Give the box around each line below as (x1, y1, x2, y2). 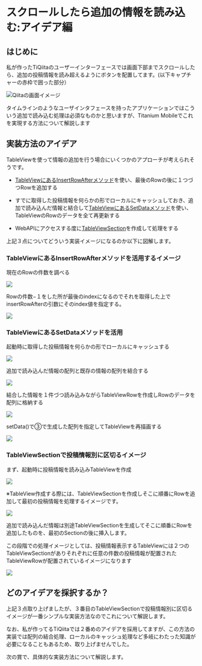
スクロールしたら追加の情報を (6, 5, 155, 19)
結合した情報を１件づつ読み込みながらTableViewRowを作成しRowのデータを (6, 392, 195, 399)
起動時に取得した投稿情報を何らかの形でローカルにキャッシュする (6, 343, 170, 350)
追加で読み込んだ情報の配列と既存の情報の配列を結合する (6, 367, 148, 375)
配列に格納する (6, 399, 43, 406)
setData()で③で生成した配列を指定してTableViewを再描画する (6, 423, 162, 430)
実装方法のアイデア (6, 139, 77, 149)
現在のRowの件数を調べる (6, 269, 70, 276)
